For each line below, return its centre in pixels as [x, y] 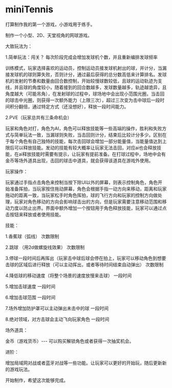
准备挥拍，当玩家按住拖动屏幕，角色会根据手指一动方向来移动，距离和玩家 [88, 189]
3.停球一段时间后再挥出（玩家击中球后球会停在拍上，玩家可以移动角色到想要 [86, 258]
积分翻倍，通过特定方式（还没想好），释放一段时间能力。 [69, 106]
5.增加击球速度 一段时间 [30, 286]
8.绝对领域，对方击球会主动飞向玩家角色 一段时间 [57, 319]
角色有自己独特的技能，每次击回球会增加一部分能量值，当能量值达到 [90, 141]
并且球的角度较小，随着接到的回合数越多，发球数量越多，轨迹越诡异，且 [90, 87]
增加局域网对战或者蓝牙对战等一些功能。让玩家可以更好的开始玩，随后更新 [84, 363]
